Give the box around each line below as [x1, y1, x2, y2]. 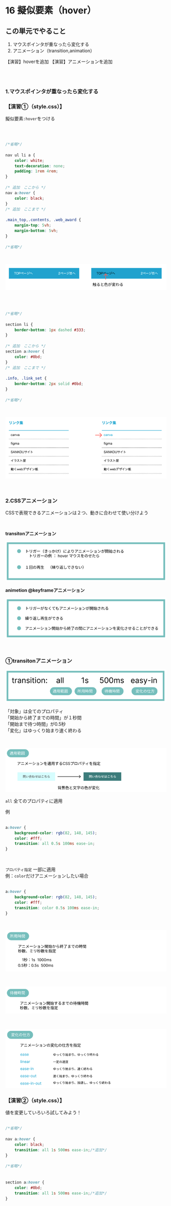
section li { [5, 322, 33, 327]
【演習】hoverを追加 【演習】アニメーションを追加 [5, 58, 113, 65]
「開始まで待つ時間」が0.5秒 [5, 721, 66, 727]
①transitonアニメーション [5, 657, 73, 664]
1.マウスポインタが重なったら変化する [5, 88, 99, 95]
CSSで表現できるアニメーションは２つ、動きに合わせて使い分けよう [5, 510, 148, 516]
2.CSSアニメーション [5, 497, 58, 504]
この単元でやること [5, 27, 66, 35]
